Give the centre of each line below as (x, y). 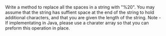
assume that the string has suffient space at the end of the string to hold (80, 12)
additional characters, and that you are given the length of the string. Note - (83, 18)
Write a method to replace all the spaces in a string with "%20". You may (80, 7)
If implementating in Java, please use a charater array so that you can (77, 23)
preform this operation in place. (37, 28)
